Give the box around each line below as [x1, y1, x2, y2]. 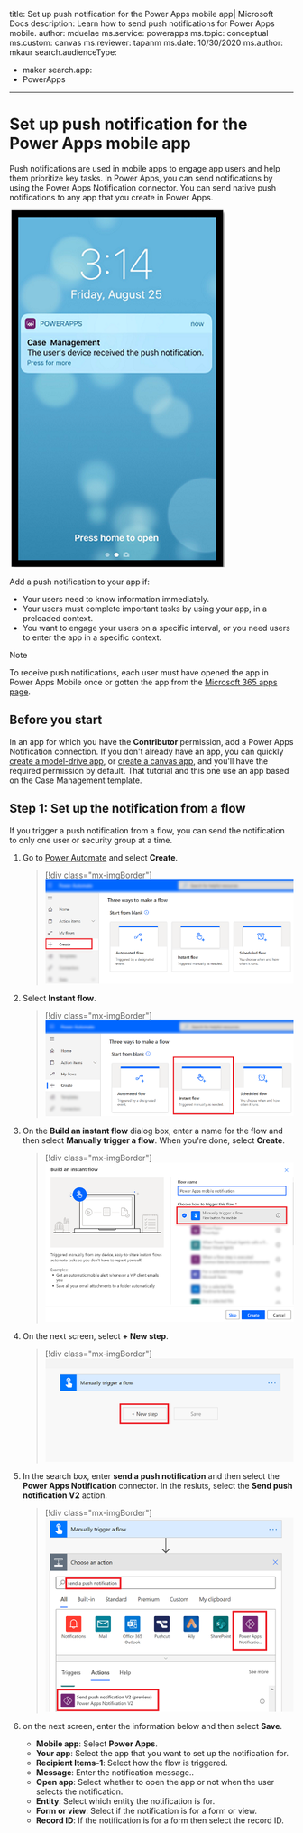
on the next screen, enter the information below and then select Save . [22, 1721, 282, 1732]
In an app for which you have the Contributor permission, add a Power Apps [9, 736, 294, 747]
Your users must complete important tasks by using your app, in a [22, 603, 268, 614]
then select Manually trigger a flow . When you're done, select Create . [22, 1135, 286, 1146]
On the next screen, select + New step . [22, 1330, 169, 1341]
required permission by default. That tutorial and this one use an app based [9, 765, 289, 776]
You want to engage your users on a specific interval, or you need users [22, 622, 290, 633]
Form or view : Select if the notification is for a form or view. [35, 1806, 258, 1817]
